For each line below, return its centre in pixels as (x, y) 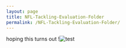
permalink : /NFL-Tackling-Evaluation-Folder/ (63, 22)
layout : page (22, 11)
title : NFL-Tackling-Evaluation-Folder (55, 17)
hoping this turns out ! (33, 39)
